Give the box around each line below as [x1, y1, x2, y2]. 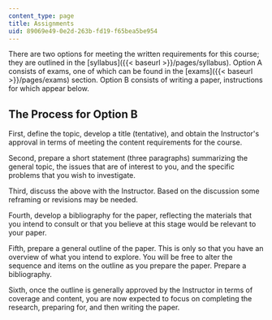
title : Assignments [8, 19, 75, 28]
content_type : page [8, 11, 75, 20]
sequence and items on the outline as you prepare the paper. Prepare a [8, 261, 247, 270]
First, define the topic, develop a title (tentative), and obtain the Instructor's [8, 129, 260, 139]
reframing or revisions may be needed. [8, 195, 138, 205]
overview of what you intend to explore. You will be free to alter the [8, 253, 233, 262]
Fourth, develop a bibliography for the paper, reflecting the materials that [8, 210, 252, 220]
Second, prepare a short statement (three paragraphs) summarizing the [8, 154, 248, 163]
